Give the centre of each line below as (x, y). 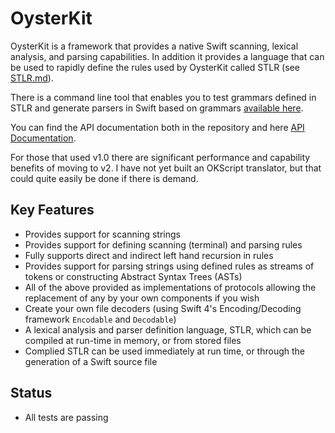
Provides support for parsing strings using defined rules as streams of (169, 266)
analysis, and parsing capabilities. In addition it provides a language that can (167, 56)
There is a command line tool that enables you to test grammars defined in (163, 97)
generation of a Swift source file (91, 361)
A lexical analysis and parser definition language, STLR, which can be (168, 329)
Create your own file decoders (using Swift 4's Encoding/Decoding (163, 308)
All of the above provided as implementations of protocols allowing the (170, 287)
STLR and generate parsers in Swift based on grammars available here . (157, 108)
